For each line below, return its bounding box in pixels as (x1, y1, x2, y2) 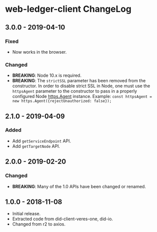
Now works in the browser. (12, 49, 67, 55)
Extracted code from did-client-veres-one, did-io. (12, 216, 113, 222)
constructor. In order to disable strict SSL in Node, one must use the (12, 83, 150, 89)
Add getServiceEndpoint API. (12, 138, 71, 144)
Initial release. (12, 211, 41, 217)
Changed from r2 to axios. (12, 221, 65, 227)
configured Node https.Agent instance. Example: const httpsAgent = (12, 94, 152, 99)
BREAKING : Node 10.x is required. (12, 72, 82, 78)
